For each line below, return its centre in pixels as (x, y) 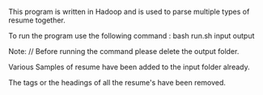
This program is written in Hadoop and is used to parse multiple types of (129, 12)
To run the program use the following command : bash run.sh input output (131, 36)
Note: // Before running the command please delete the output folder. (124, 51)
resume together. (37, 20)
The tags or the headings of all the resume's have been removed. (117, 83)
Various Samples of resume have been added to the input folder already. (129, 67)
